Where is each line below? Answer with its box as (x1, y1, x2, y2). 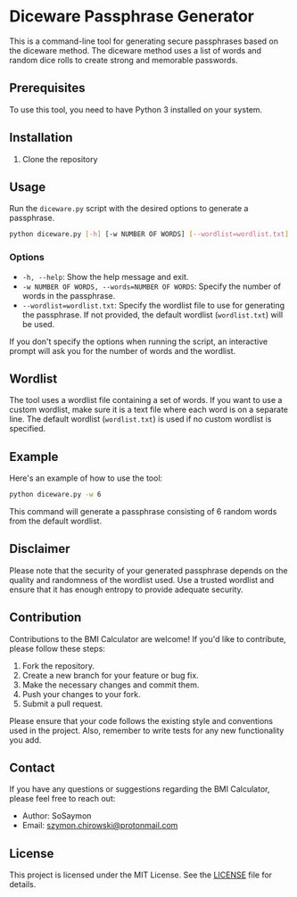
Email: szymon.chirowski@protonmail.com (21, 820, 178, 831)
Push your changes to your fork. (21, 688, 141, 699)
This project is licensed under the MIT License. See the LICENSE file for (9, 869, 273, 880)
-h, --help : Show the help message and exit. (21, 271, 189, 282)
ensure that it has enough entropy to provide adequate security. (9, 584, 243, 595)
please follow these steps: (9, 643, 105, 654)
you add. (9, 734, 42, 745)
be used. (21, 318, 55, 329)
